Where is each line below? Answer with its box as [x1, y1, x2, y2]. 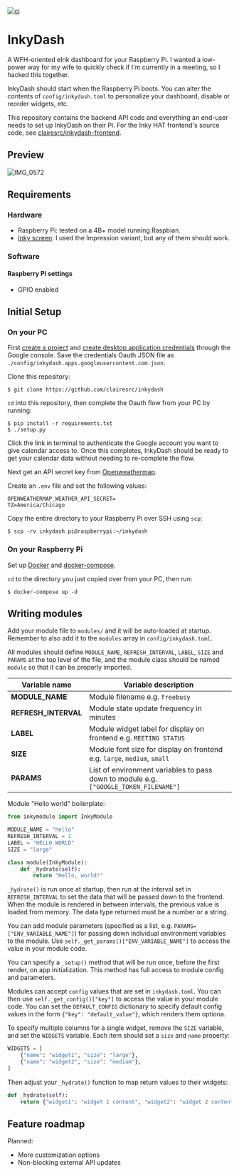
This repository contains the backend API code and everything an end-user [7, 113, 228, 121]
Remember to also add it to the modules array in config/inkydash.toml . [7, 634, 213, 643]
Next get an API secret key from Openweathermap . [7, 468, 157, 476]
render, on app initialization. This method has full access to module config [7, 966, 224, 974]
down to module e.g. [88, 774, 158, 784]
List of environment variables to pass [88, 765, 213, 775]
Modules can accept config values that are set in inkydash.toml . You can [7, 987, 222, 996]
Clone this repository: [7, 372, 71, 381]
